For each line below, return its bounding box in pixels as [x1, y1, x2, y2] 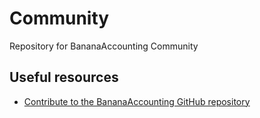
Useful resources [9, 69, 119, 86]
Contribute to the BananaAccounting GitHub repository [23, 95, 251, 107]
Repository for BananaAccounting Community [9, 40, 199, 52]
